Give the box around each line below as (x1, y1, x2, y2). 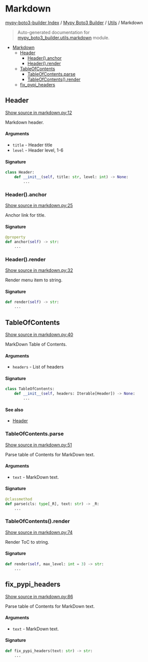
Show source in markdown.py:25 (5, 203, 73, 209)
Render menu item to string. (5, 277, 62, 283)
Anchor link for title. (5, 212, 46, 218)
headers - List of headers (12, 364, 64, 370)
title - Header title (12, 141, 52, 148)
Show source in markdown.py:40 (5, 332, 73, 338)
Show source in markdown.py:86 (5, 593, 73, 599)
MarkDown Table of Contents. (5, 341, 67, 347)
